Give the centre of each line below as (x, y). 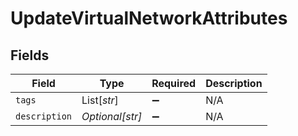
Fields (30, 55)
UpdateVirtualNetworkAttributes (149, 18)
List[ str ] (100, 100)
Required (174, 83)
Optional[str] (112, 116)
